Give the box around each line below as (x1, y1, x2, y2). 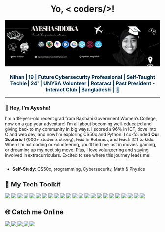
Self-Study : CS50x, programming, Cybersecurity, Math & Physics (12, 166, 145, 172)
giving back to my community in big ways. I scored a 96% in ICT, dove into (5, 126, 156, 132)
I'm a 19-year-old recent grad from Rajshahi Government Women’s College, (5, 116, 157, 121)
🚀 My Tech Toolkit (5, 180, 61, 189)
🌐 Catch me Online (5, 208, 64, 216)
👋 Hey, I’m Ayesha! (5, 104, 51, 111)
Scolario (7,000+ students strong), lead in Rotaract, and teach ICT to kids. (5, 136, 155, 142)
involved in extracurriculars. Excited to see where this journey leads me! (5, 152, 151, 158)
